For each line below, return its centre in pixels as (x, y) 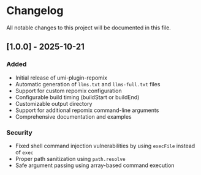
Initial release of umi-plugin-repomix (61, 78)
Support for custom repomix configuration (68, 91)
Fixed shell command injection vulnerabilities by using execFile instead (105, 146)
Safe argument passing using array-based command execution (95, 165)
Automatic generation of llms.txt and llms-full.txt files (88, 84)
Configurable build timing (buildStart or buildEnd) (77, 97)
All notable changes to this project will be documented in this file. (89, 28)
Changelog (35, 11)
